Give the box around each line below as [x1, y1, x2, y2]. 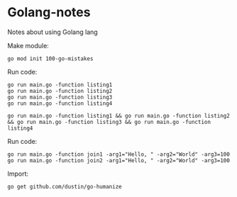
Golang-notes [7, 4, 91, 21]
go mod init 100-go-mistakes [7, 55, 94, 62]
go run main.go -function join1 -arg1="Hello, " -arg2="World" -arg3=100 [7, 150, 231, 158]
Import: [7, 169, 29, 178]
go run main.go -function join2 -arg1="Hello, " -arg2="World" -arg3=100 [7, 157, 231, 164]
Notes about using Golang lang [7, 28, 98, 36]
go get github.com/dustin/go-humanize [7, 183, 122, 190]
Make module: [7, 41, 50, 50]
